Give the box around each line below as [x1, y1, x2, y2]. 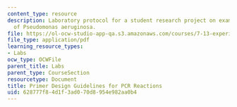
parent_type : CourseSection [7, 69, 90, 76]
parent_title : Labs [7, 63, 65, 70]
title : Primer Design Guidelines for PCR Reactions [7, 82, 162, 89]
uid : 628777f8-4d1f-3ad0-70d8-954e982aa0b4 [7, 89, 138, 96]
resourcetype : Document [7, 75, 78, 83]
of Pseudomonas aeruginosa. [13, 23, 97, 30]
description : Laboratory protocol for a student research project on [7, 17, 217, 24]
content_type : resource [7, 10, 78, 18]
